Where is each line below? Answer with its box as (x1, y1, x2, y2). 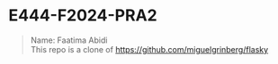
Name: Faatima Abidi (30, 35, 108, 45)
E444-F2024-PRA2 (8, 5, 158, 26)
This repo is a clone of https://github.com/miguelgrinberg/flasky (30, 44, 269, 54)
